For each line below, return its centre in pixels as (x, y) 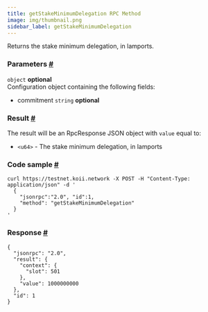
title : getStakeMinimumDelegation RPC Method (74, 14)
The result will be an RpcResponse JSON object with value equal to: (104, 133)
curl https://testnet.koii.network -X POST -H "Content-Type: (99, 179)
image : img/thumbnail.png (44, 20)
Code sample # (33, 164)
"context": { (38, 265)
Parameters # (31, 64)
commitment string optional (58, 100)
